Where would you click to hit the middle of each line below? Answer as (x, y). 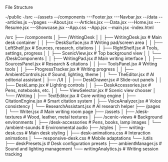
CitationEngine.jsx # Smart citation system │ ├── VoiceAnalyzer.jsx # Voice (83, 101)
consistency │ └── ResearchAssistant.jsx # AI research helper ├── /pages (83, 106)
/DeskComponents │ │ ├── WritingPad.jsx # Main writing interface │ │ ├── (83, 58)
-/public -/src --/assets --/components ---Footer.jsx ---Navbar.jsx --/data (81, 17)
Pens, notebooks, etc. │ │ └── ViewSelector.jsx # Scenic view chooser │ (80, 90)
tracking (14, 154)
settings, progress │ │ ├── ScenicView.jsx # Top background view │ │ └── (83, 53)
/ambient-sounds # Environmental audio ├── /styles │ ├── (67, 127)
